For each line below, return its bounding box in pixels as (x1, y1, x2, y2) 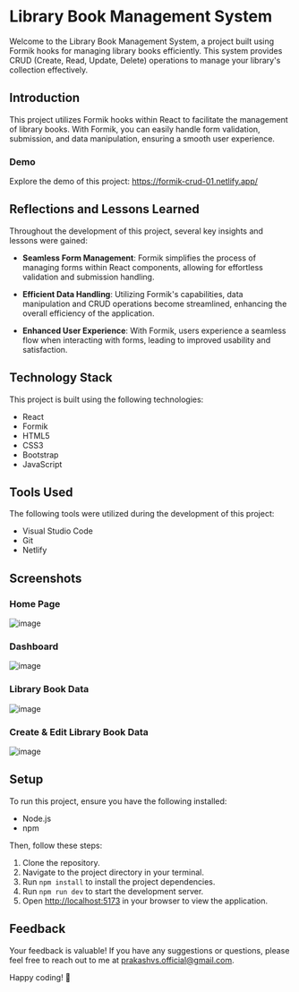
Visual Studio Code (21, 526, 94, 536)
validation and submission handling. (21, 271, 155, 282)
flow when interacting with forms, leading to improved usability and (21, 334, 271, 346)
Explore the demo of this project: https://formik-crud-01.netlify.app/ (9, 176, 258, 187)
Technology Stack (9, 370, 113, 386)
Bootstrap (21, 449, 59, 460)
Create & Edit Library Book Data (9, 725, 149, 738)
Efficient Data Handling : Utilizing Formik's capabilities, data (21, 288, 243, 299)
